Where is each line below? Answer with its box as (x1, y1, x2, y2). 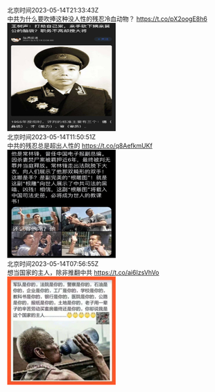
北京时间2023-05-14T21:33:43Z (7, 6, 99, 14)
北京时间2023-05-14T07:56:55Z (7, 260, 99, 268)
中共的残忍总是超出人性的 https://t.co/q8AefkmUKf (7, 141, 153, 150)
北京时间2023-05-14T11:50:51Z (7, 133, 96, 141)
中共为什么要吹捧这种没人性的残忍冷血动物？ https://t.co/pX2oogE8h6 (7, 15, 208, 23)
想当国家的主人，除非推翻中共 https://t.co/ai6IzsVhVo (7, 269, 160, 276)
